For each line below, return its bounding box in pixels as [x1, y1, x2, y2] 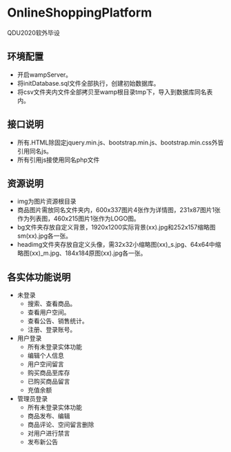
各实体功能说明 [7, 271, 71, 283]
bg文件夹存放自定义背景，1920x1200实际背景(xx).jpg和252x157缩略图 [17, 223, 216, 232]
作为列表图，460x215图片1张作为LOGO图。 [17, 214, 140, 223]
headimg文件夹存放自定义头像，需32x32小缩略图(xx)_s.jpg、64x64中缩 [17, 241, 222, 249]
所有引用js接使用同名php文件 [17, 156, 100, 164]
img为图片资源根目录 [17, 197, 77, 205]
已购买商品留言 [27, 377, 70, 386]
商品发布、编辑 [27, 412, 70, 420]
